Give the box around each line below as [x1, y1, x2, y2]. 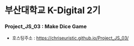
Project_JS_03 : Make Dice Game [5, 23, 87, 30]
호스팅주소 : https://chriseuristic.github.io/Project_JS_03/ [12, 35, 129, 41]
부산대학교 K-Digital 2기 [5, 5, 101, 16]
